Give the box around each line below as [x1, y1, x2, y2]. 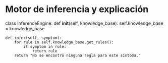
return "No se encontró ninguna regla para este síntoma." [14, 53, 141, 58]
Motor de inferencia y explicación [5, 4, 149, 15]
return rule [32, 48, 58, 53]
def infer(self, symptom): [5, 35, 62, 40]
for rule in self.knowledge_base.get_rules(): [14, 39, 114, 45]
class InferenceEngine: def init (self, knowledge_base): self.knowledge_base [5, 20, 163, 26]
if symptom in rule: [23, 44, 67, 49]
